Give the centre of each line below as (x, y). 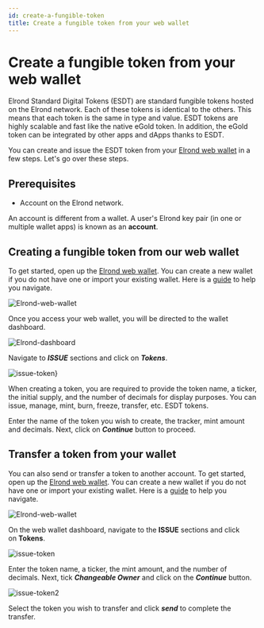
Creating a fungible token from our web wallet (124, 252)
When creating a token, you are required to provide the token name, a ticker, (133, 389)
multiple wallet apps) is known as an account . (83, 227)
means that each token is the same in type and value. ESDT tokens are (123, 118)
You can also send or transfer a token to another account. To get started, (127, 473)
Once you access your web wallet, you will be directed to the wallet (118, 319)
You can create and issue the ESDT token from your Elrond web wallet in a (130, 150)
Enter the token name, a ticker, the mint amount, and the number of (118, 568)
